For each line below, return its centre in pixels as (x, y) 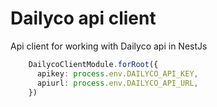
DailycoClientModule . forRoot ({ (93, 64)
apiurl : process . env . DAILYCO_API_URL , (117, 83)
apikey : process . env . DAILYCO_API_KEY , (117, 73)
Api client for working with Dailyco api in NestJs (109, 46)
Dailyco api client (83, 18)
